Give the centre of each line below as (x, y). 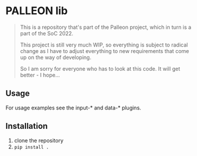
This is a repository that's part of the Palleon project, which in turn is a (106, 27)
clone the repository (39, 140)
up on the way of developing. (56, 57)
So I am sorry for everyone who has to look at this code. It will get (100, 68)
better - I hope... (40, 75)
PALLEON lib (37, 11)
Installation (27, 126)
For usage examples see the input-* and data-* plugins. (73, 108)
